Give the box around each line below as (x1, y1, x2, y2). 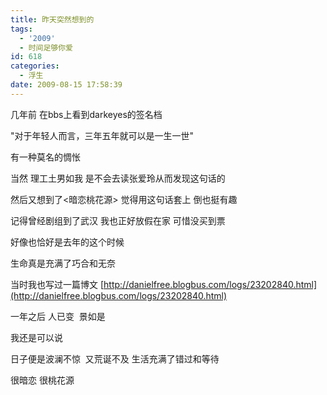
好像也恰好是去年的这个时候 (10, 236, 125, 248)
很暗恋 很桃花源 (10, 374, 75, 386)
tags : (10, 24, 33, 34)
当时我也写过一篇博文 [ (10, 278, 105, 290)
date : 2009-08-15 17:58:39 (10, 80, 123, 90)
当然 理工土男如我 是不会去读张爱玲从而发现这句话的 (10, 172, 226, 184)
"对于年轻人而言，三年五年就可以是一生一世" (10, 129, 195, 141)
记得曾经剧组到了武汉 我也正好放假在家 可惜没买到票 (10, 214, 226, 226)
